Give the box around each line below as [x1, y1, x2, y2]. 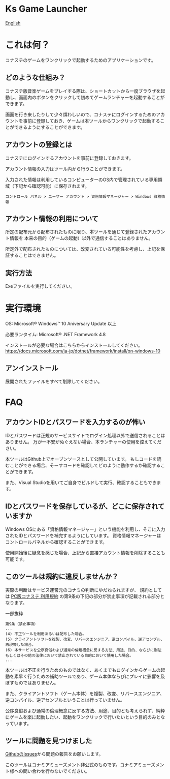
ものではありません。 [14, 679, 59, 685]
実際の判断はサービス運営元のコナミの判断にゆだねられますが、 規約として [5, 587, 162, 593]
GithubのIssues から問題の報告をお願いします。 [5, 751, 104, 757]
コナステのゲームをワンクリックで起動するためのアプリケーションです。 [5, 57, 156, 63]
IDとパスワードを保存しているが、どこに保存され [5, 502, 158, 511]
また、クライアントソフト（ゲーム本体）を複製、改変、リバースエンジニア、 [5, 690, 164, 697]
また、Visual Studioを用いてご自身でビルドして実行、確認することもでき [5, 479, 157, 486]
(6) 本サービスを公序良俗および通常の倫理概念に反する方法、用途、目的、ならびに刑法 [5, 647, 162, 652]
